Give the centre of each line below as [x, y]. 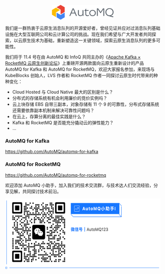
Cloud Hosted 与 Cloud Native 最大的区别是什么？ [63, 92]
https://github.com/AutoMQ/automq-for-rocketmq [56, 175]
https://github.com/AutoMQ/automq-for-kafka [52, 152]
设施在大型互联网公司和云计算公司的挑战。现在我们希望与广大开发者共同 [78, 34]
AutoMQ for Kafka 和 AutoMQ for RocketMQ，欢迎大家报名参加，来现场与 [80, 69]
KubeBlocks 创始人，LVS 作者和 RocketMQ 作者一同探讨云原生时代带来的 [79, 75]
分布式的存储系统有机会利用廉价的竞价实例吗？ [60, 98]
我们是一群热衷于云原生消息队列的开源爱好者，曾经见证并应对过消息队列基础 [83, 28]
